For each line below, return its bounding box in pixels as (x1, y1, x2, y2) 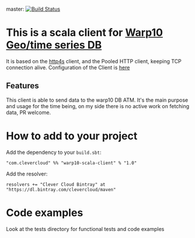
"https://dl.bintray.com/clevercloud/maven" (6, 187, 116, 192)
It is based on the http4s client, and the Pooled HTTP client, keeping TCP (6, 57, 182, 64)
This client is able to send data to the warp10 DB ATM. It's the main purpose (6, 96, 189, 104)
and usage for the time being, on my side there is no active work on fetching (6, 102, 190, 109)
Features (6, 81, 39, 91)
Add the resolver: (6, 170, 48, 177)
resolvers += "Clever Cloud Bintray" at (6, 181, 106, 187)
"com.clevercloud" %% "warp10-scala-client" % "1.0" (6, 160, 137, 166)
